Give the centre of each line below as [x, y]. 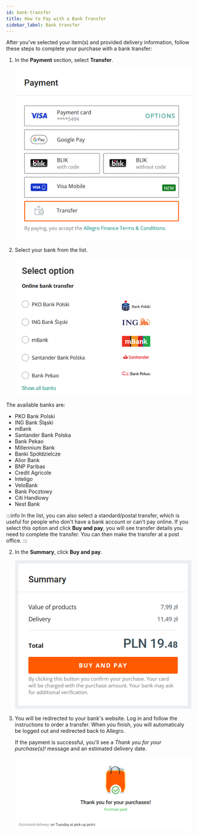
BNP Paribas [30, 467]
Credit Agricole [33, 473]
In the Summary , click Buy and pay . [59, 552]
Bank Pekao [29, 441]
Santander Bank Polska [43, 435]
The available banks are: [36, 405]
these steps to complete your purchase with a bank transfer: [79, 49]
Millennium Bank [35, 448]
